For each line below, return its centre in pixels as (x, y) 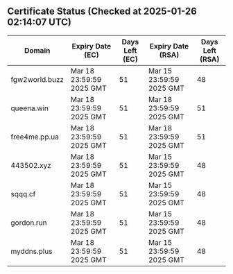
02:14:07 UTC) (39, 23)
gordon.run (29, 223)
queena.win (30, 108)
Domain (37, 50)
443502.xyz (31, 165)
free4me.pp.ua (35, 137)
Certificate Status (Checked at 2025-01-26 (102, 11)
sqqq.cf (23, 194)
